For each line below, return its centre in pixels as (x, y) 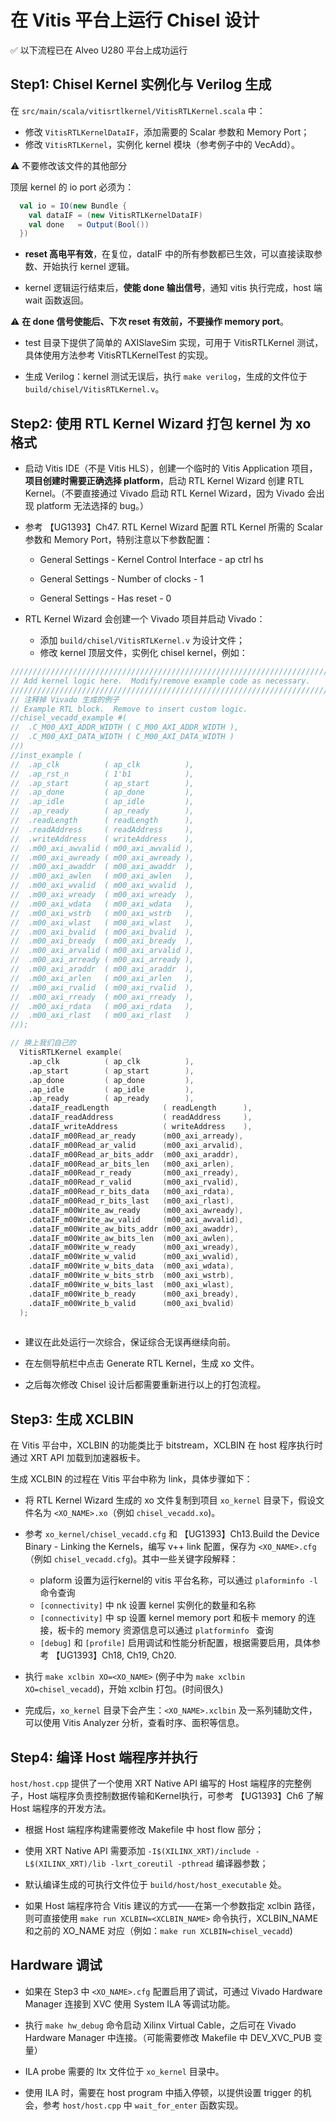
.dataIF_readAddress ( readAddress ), (140, 1117)
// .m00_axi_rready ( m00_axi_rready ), (102, 997)
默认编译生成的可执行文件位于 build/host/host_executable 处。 (155, 1884)
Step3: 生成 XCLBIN (72, 1419)
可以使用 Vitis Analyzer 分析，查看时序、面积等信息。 (134, 1723)
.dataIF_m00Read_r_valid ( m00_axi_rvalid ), (134, 1182)
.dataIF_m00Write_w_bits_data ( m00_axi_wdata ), (131, 1266)
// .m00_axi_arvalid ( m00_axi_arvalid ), (102, 951)
